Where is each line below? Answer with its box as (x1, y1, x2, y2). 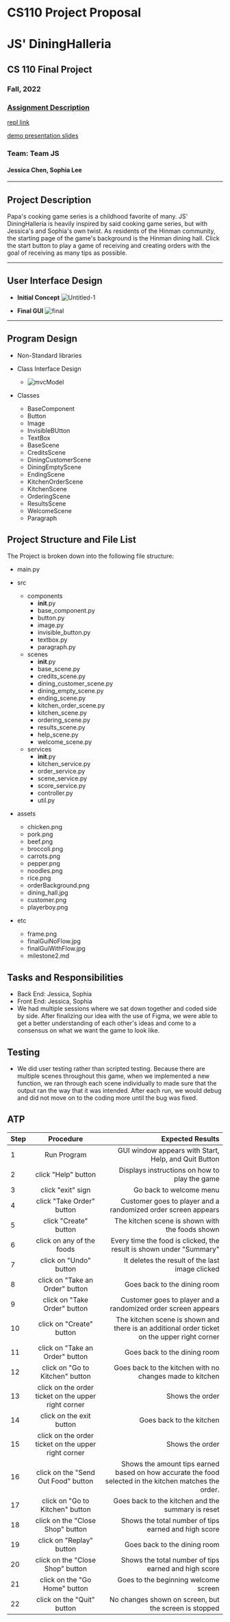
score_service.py (37, 782, 86, 790)
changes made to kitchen (138, 1371, 220, 1381)
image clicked (175, 1264, 220, 1274)
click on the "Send (36, 1467, 96, 1477)
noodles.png (27, 867, 63, 875)
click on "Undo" (40, 1255, 91, 1265)
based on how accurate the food (115, 1467, 220, 1477)
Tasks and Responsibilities (7, 971, 124, 983)
